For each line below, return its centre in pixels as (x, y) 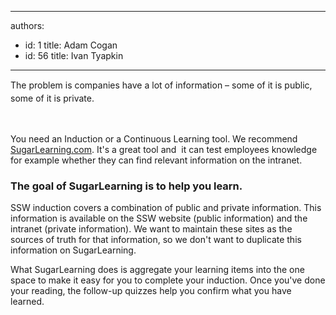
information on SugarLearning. (73, 250)
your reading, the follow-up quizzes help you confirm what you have (151, 290)
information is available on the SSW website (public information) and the (159, 218)
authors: (27, 25)
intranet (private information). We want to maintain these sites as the (151, 228)
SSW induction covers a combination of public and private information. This (166, 207)
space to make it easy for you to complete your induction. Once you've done (168, 280)
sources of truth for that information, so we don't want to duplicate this (156, 239)
